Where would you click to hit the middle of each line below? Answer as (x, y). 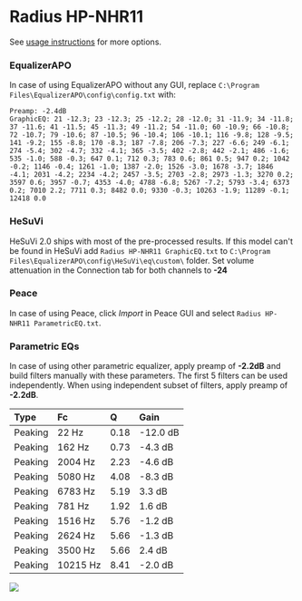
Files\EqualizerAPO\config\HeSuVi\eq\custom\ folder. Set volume (132, 260)
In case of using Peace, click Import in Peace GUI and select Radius (135, 313)
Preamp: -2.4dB (38, 111)
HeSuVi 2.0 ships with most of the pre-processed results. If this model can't (151, 241)
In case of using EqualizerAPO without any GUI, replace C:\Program (135, 85)
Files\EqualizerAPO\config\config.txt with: (93, 95)
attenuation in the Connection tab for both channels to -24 (119, 270)
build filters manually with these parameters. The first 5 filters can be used (149, 376)
